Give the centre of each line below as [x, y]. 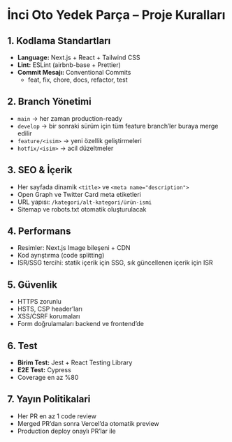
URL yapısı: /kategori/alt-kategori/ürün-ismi [85, 202]
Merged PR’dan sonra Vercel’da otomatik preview [88, 423]
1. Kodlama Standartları [59, 41]
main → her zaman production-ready [70, 118]
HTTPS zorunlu [39, 302]
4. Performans [39, 231]
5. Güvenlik [32, 285]
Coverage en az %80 [48, 378]
